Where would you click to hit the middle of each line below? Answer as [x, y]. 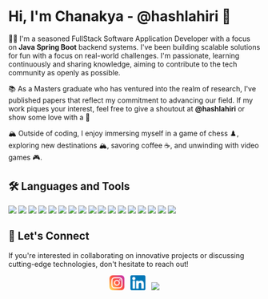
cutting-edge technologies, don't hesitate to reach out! [99, 264]
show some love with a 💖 [49, 117]
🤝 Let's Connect [49, 236]
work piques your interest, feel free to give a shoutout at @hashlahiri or [127, 108]
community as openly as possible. [64, 72]
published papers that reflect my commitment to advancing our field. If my [131, 100]
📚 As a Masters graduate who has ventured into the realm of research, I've [132, 88]
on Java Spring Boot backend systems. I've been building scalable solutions [134, 46]
